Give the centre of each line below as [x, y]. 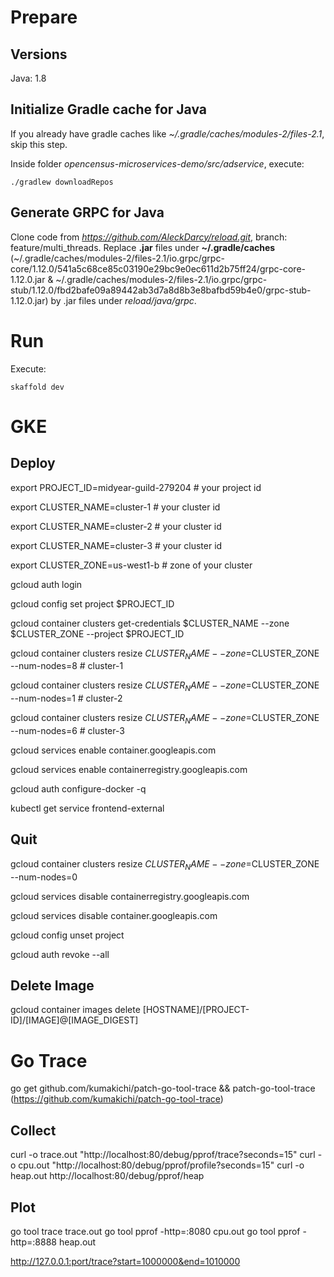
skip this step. [39, 144]
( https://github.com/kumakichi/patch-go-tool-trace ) [117, 1099]
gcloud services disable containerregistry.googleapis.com [130, 896]
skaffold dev [37, 387]
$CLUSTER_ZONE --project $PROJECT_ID [97, 633]
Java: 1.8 [28, 78]
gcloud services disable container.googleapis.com [114, 915]
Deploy [33, 463]
